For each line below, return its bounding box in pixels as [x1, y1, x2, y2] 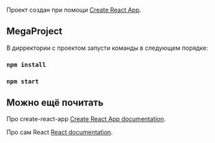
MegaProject [6, 25, 63, 37]
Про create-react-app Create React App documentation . [6, 115, 166, 123]
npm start [6, 77, 39, 85]
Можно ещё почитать [6, 97, 104, 109]
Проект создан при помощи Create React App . [6, 6, 142, 14]
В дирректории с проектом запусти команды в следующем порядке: [6, 44, 209, 52]
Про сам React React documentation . [6, 128, 114, 136]
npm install [6, 61, 47, 68]
